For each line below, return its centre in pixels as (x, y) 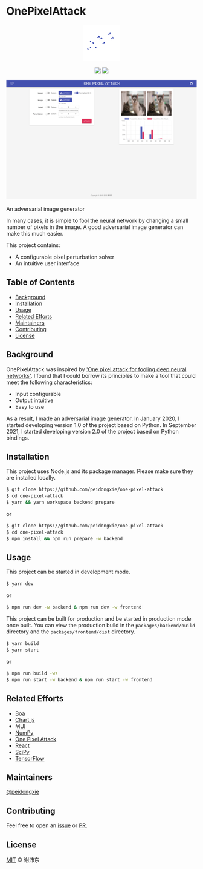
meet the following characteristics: (49, 382)
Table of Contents (41, 283)
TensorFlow (30, 758)
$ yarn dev (20, 584)
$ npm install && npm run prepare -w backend (64, 538)
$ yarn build (23, 644)
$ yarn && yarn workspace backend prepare (60, 503)
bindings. (18, 438)
